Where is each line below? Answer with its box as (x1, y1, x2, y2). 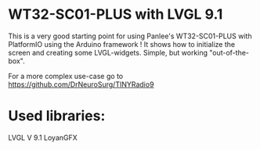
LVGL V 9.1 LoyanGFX (8, 133, 78, 142)
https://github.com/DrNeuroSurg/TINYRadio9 (8, 80, 154, 89)
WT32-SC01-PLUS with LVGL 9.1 (8, 5, 223, 23)
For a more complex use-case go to (8, 71, 124, 80)
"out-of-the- (208, 48, 249, 57)
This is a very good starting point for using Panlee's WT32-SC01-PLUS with (8, 31, 252, 41)
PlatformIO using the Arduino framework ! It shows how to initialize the (8, 39, 236, 48)
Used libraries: (8, 107, 106, 125)
